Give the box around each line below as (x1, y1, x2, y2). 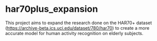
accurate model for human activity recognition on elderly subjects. (5, 30, 144, 36)
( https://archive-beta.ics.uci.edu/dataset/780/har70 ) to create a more (5, 25, 150, 31)
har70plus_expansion (5, 3, 98, 15)
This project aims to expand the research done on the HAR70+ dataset (5, 20, 152, 26)
